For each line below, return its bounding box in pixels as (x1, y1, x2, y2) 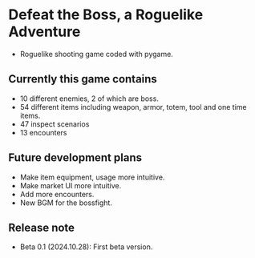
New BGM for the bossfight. (19, 198, 112, 208)
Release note (8, 220, 75, 234)
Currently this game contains (8, 72, 158, 86)
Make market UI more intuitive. (19, 180, 122, 190)
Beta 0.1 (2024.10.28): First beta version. (19, 242, 153, 252)
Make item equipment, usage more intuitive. (19, 172, 165, 182)
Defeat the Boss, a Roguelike (8, 6, 204, 24)
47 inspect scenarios (19, 119, 90, 129)
